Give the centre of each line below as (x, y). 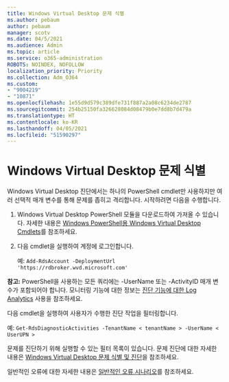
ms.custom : (23, 84)
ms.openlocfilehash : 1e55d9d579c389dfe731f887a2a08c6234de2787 (99, 103)
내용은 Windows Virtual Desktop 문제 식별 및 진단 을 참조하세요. (93, 357)
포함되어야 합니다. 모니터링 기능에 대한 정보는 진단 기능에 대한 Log (108, 290)
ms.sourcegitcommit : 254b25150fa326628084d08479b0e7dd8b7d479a (99, 109)
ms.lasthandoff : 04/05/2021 (47, 128)
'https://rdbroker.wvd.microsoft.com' (72, 268)
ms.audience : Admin (35, 45)
